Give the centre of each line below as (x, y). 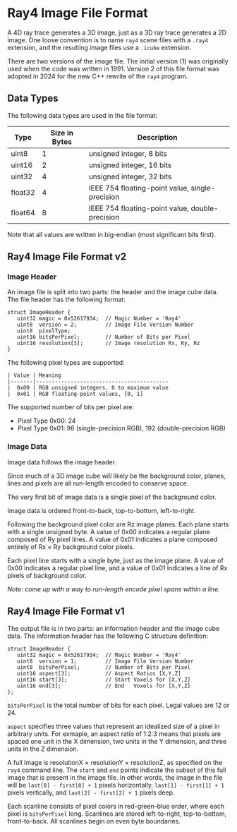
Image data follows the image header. (62, 462)
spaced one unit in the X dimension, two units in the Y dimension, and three (117, 741)
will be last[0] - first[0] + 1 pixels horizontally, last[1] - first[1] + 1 (116, 785)
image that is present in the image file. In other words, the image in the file (115, 777)
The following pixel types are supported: (66, 363)
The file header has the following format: (66, 300)
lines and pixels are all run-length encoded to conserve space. (98, 483)
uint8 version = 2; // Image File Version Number (105, 325)
